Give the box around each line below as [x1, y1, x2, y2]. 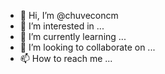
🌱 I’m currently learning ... [19, 31, 127, 42]
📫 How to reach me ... [19, 53, 113, 64]
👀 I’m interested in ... [19, 20, 105, 32]
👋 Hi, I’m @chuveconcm [19, 10, 119, 21]
